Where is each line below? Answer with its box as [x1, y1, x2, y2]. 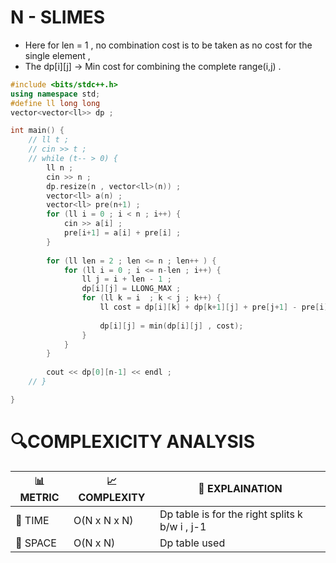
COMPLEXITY [78, 490, 146, 504]
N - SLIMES [10, 6, 106, 29]
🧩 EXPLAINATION [198, 482, 283, 496]
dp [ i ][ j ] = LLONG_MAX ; [81, 284, 182, 294]
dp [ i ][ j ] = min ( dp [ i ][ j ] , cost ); [99, 321, 244, 331]
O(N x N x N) [73, 513, 134, 527]
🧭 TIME [15, 513, 50, 527]
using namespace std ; [10, 89, 101, 99]
